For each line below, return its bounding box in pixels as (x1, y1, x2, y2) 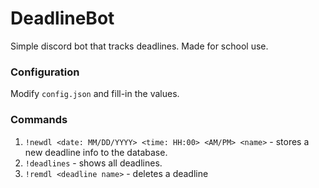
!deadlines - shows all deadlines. (24, 157, 163, 169)
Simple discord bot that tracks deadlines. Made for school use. (10, 40, 269, 52)
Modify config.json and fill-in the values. (10, 88, 180, 100)
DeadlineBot (10, 7, 115, 30)
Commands (10, 113, 68, 127)
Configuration (10, 65, 80, 79)
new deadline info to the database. (24, 146, 168, 158)
